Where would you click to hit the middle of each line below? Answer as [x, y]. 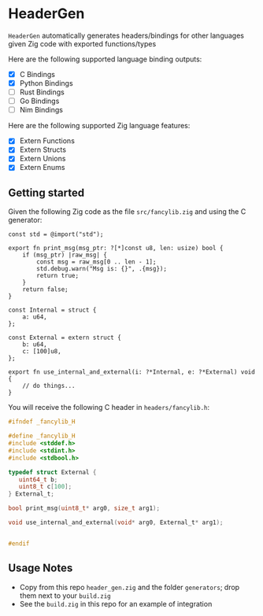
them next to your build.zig [65, 596]
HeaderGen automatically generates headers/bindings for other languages [126, 35]
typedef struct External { [52, 472]
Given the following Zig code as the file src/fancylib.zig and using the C [127, 212]
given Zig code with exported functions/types [82, 43]
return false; [45, 290]
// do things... [49, 386]
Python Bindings [46, 83]
